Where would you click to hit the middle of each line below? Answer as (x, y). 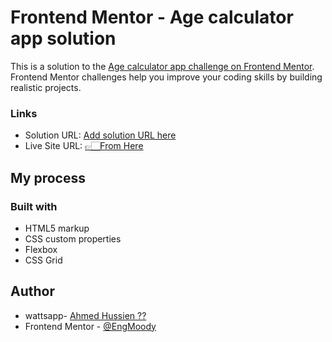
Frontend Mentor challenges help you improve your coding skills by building (166, 77)
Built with (34, 206)
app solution (63, 38)
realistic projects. (46, 87)
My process (48, 177)
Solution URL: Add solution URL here (100, 135)
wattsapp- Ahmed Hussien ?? (85, 315)
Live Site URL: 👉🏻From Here (84, 146)
